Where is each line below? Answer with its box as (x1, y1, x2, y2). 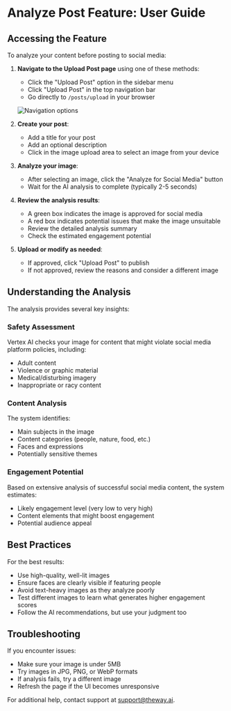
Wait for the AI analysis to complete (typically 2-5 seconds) (27, 182, 198, 191)
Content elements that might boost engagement (17, 511, 155, 519)
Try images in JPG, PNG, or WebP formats (17, 667, 138, 676)
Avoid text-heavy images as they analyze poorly (17, 586, 155, 594)
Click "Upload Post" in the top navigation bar (27, 86, 156, 93)
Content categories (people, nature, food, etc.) (17, 435, 151, 444)
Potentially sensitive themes (17, 450, 98, 458)
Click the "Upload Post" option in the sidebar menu (27, 78, 174, 86)
